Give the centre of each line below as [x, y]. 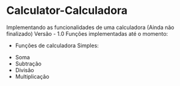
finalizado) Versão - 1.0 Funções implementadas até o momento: [87, 33]
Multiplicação [32, 76]
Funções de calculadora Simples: [57, 45]
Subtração [28, 64]
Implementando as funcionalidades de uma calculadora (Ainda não [91, 27]
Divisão [25, 70]
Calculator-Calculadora [67, 11]
